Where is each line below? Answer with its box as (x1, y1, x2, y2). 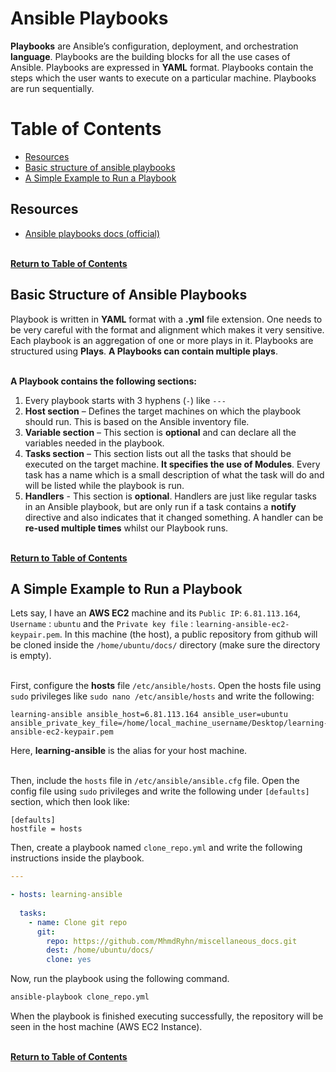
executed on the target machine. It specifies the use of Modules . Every (24, 458, 321, 470)
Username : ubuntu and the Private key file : (10, 618, 194, 630)
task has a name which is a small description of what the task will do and (24, 468, 325, 481)
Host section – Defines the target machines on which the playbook (24, 405, 302, 417)
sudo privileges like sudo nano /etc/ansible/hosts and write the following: (10, 690, 315, 702)
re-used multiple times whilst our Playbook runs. (24, 522, 229, 534)
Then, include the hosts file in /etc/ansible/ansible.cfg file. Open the (10, 775, 300, 787)
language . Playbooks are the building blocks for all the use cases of (10, 50, 291, 62)
